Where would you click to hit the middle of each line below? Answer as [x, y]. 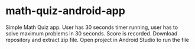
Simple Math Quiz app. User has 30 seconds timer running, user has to [92, 27]
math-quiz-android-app [65, 11]
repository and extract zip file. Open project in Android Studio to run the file [97, 40]
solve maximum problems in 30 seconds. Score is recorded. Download [92, 33]
